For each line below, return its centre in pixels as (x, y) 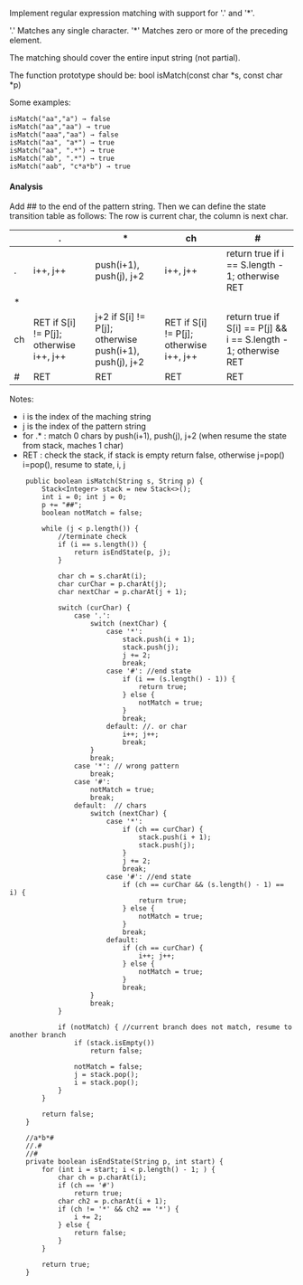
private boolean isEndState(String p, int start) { (124, 1162)
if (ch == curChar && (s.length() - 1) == (203, 885)
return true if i (255, 254)
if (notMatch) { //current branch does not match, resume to (175, 1027)
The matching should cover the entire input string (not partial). (125, 57)
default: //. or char (147, 727)
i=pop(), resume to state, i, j (74, 465)
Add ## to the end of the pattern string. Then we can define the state (138, 206)
